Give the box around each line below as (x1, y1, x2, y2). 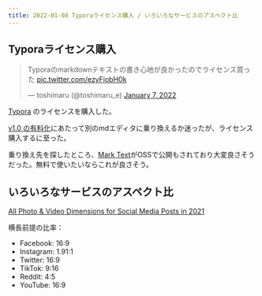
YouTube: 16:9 (19, 280, 66, 290)
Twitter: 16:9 (19, 255, 61, 265)
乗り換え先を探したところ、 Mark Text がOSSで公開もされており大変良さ (8, 150, 241, 160)
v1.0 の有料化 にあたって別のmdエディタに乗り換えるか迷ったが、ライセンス (8, 124, 254, 133)
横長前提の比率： (8, 223, 64, 232)
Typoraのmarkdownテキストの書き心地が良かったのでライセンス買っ (27, 65, 251, 75)
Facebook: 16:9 (19, 239, 69, 248)
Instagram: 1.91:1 (19, 247, 73, 257)
